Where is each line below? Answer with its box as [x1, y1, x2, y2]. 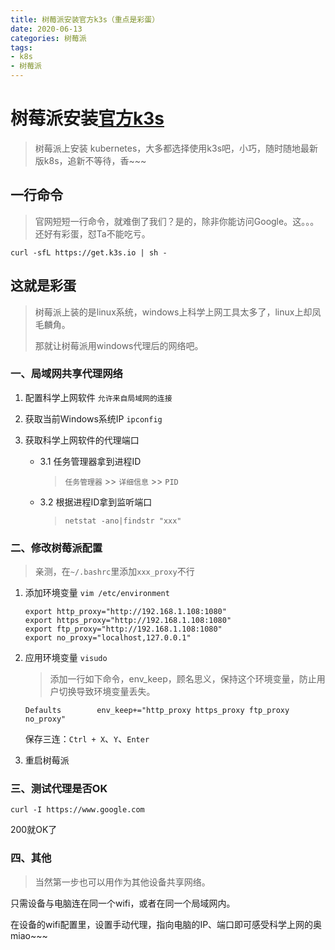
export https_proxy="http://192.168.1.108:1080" [24, 616, 232, 626]
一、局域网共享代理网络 [10, 367, 123, 381]
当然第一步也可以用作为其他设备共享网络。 [34, 876, 211, 888]
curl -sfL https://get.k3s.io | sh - [10, 247, 168, 258]
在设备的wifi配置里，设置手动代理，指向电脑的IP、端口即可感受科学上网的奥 [10, 918, 323, 930]
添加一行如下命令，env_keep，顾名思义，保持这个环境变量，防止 [49, 673, 317, 685]
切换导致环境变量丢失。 [58, 686, 156, 698]
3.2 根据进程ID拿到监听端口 [39, 496, 153, 508]
